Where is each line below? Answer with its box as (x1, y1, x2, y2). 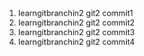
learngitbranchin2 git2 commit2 (17, 17, 135, 28)
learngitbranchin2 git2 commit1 (17, 8, 133, 18)
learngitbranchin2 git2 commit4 (17, 36, 135, 47)
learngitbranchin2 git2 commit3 (17, 27, 135, 37)
